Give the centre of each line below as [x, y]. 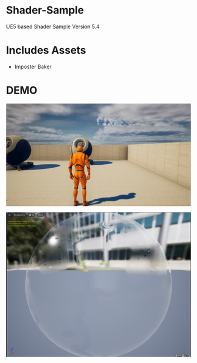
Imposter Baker [33, 66]
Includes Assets [46, 50]
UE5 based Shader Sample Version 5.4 [53, 26]
